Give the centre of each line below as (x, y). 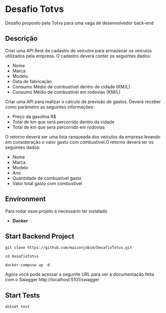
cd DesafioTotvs (22, 257)
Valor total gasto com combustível (47, 183)
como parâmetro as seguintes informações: (50, 107)
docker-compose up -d (28, 265)
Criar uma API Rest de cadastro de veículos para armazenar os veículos (79, 50)
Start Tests (23, 295)
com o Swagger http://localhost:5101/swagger (52, 280)
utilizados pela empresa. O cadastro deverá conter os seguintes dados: (78, 56)
